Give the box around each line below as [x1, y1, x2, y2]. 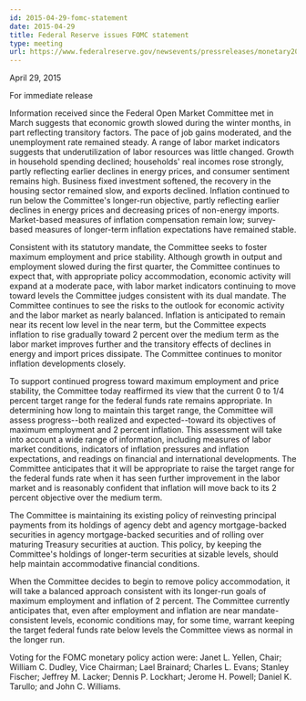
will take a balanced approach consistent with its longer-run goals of [9, 586, 267, 597]
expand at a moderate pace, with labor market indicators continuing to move [9, 280, 296, 292]
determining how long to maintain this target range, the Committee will [9, 405, 273, 416]
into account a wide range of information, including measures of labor [9, 434, 271, 445]
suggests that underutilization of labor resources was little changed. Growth [9, 147, 294, 158]
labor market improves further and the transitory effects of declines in [9, 339, 271, 350]
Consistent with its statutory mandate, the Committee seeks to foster [9, 242, 268, 253]
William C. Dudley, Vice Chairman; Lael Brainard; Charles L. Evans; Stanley [9, 662, 290, 673]
